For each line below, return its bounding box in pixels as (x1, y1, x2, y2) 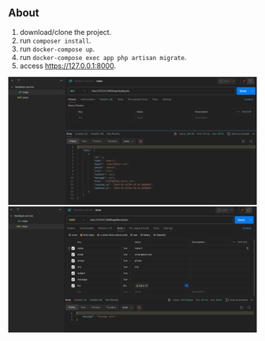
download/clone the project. (19, 27, 112, 36)
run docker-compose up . (19, 44, 95, 54)
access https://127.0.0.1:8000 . (19, 61, 117, 70)
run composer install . (19, 36, 92, 45)
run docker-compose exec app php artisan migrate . (19, 52, 187, 62)
